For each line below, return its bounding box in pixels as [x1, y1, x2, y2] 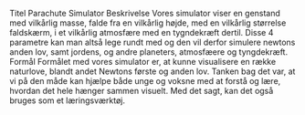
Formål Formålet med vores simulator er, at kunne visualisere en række [9, 57, 277, 67]
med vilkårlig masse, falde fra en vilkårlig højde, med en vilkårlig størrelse [9, 17, 287, 28]
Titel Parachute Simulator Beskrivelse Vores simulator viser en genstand [9, 8, 281, 18]
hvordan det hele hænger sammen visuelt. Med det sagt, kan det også [9, 86, 274, 96]
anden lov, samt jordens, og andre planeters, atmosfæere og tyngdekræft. [9, 47, 289, 57]
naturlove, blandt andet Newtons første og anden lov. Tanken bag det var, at [9, 66, 296, 77]
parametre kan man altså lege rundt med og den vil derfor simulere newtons [9, 37, 296, 47]
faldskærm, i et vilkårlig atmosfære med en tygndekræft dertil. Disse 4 [9, 27, 274, 37]
